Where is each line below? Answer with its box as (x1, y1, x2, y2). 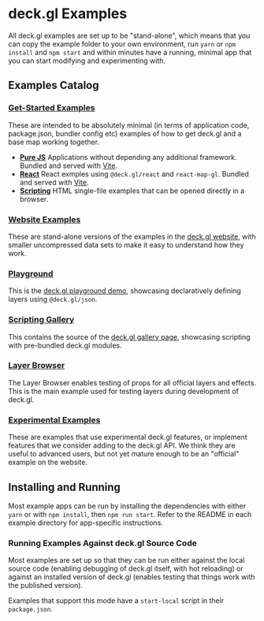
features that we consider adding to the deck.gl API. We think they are (8, 441, 236, 450)
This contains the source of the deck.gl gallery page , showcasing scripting (8, 332, 251, 341)
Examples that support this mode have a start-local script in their (8, 596, 225, 605)
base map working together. (8, 137, 100, 147)
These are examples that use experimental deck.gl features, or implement (8, 433, 247, 442)
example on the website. (8, 458, 88, 467)
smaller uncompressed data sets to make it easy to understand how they (8, 240, 244, 249)
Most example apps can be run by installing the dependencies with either (8, 501, 247, 511)
